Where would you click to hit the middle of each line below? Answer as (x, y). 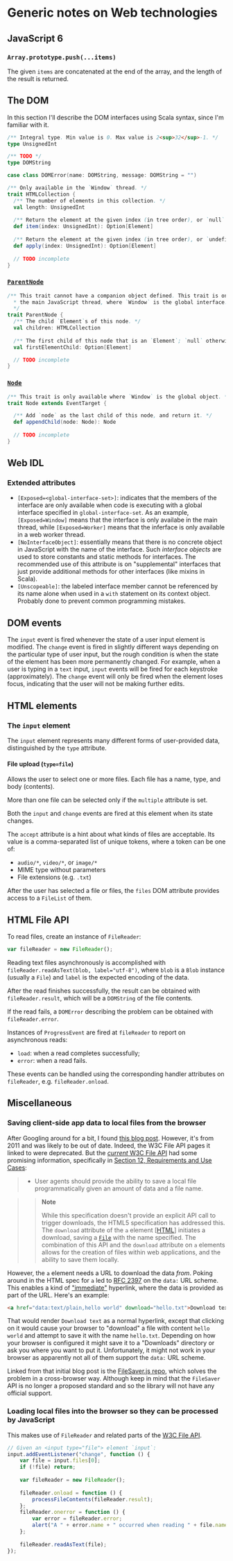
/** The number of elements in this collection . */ (90, 201)
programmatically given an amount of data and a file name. (119, 1188)
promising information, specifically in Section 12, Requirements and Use (110, 1160)
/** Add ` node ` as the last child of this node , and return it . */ (113, 416)
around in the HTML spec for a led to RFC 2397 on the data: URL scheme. (113, 1280)
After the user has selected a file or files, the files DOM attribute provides (113, 891)
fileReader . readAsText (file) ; (63, 1544)
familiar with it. (28, 125)
